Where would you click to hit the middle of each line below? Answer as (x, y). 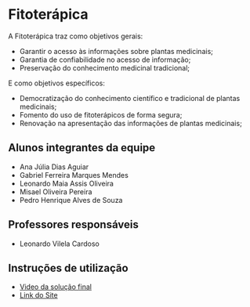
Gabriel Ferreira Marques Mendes (74, 175)
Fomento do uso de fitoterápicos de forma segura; (101, 114)
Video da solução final (56, 287)
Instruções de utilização (68, 268)
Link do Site (38, 295)
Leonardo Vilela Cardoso (60, 244)
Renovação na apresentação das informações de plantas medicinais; (131, 123)
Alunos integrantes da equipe (82, 148)
